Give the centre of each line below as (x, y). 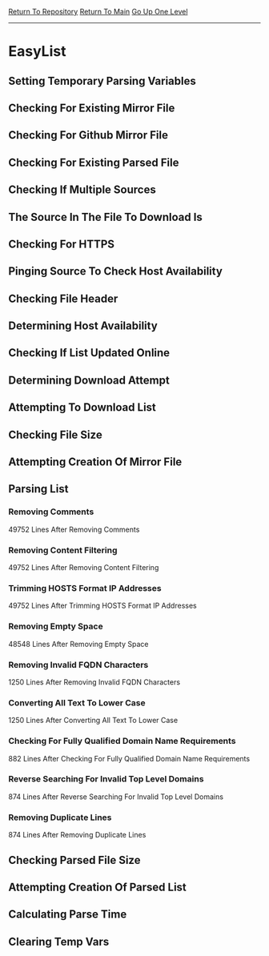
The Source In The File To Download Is (105, 217)
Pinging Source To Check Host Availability (115, 271)
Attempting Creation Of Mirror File (95, 462)
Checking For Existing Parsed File (94, 162)
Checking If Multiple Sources (82, 190)
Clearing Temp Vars (59, 941)
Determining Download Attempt (89, 380)
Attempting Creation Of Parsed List (97, 887)
